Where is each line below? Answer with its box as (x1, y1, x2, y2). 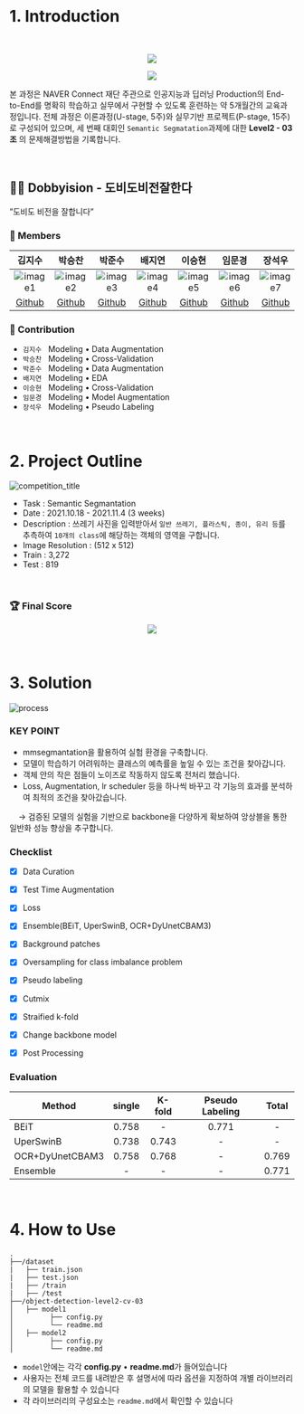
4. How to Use (9, 1219, 116, 1240)
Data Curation (22, 866, 75, 878)
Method (42, 1100, 77, 1113)
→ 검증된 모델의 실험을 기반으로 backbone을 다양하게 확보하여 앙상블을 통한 (17, 811, 288, 821)
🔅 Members (9, 229, 62, 242)
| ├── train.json (9, 1266, 83, 1275)
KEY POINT (9, 725, 61, 737)
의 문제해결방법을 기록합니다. (18, 133, 121, 145)
